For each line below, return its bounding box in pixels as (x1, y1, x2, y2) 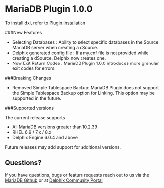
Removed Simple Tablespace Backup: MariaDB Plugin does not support (12, 84, 159, 90)
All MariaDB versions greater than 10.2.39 (12, 124, 98, 130)
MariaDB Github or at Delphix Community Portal (5, 177, 103, 183)
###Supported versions (5, 105, 54, 111)
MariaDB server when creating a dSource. (12, 44, 98, 50)
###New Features (5, 29, 42, 35)
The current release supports (5, 114, 65, 120)
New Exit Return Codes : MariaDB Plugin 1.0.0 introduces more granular (12, 60, 159, 66)
